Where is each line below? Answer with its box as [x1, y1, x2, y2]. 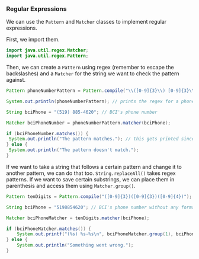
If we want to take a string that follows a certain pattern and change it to [6, 163, 182, 170]
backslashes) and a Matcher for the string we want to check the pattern [6, 70, 179, 77]
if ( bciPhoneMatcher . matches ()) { [6, 226, 92, 232]
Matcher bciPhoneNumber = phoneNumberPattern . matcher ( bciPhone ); [6, 120, 171, 126]
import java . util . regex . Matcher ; [6, 47, 89, 53]
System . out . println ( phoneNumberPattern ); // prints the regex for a [6, 98, 179, 104]
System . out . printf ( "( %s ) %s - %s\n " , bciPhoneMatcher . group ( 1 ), [17, 231, 174, 237]
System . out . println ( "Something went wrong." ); [17, 242, 134, 248]
